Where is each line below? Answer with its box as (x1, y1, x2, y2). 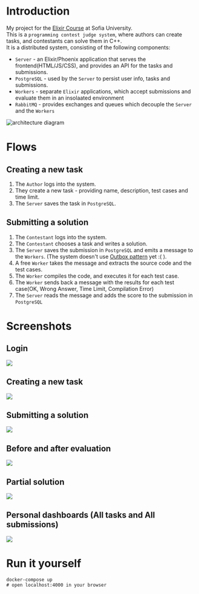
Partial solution (6, 477, 65, 487)
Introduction (6, 4, 70, 18)
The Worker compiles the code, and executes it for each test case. (15, 272, 180, 279)
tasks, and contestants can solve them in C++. (6, 37, 122, 44)
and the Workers (15, 107, 55, 114)
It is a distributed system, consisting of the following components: (6, 44, 171, 51)
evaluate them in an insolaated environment (15, 94, 124, 101)
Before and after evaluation (6, 443, 111, 454)
